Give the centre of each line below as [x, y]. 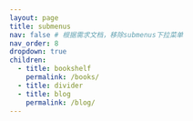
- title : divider [51, 86]
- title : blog [44, 94]
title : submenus [40, 26]
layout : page [34, 18]
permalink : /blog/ [61, 102]
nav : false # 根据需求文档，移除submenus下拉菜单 [96, 35]
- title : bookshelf [55, 69]
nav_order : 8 [34, 43]
